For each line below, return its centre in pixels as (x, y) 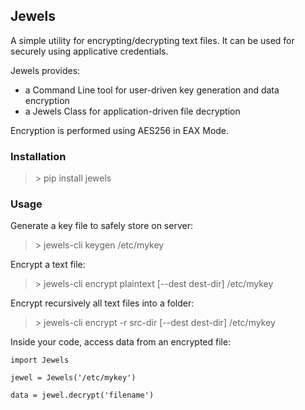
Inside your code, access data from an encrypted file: (121, 342)
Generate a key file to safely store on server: (101, 226)
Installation (38, 156)
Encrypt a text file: (48, 265)
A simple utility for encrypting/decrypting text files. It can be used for (152, 40)
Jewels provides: (45, 70)
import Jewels (40, 360)
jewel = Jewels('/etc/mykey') (73, 378)
